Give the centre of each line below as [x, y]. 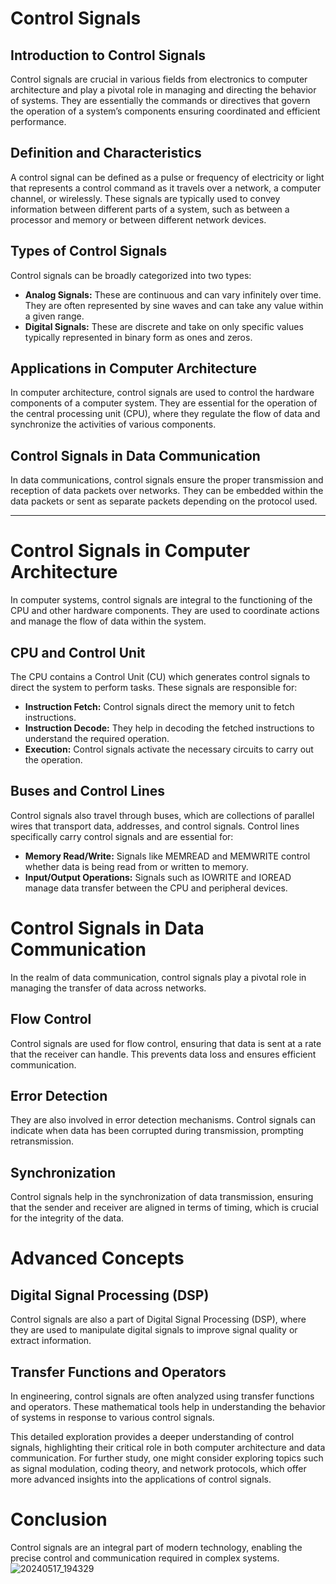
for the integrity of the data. [67, 1218]
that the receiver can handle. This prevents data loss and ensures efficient [163, 1054]
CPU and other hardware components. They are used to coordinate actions [165, 611]
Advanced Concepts [97, 1258]
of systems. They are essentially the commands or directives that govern [160, 100]
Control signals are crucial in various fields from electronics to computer [159, 79]
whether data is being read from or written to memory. [136, 866]
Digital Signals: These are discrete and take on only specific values [164, 326]
